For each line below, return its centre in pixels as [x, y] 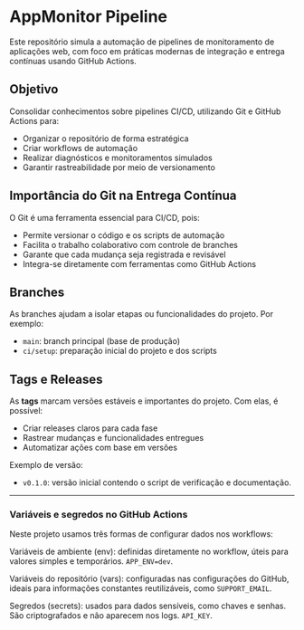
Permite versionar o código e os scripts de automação [123, 235]
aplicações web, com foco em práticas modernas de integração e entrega [147, 51]
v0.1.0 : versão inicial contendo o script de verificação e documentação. [157, 482]
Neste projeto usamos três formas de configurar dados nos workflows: [141, 534]
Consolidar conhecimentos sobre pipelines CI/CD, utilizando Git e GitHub [145, 111]
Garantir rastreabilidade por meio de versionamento [119, 167]
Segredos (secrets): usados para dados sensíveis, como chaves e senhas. [148, 606]
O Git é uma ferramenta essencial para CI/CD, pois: [105, 217]
